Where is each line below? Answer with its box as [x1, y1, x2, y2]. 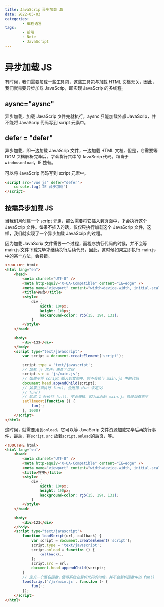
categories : [5, 16, 29, 21]
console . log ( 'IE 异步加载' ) [14, 185, 68, 189]
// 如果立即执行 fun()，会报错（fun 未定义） [22, 385, 106, 390]
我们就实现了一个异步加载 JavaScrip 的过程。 [13, 230, 105, 236]
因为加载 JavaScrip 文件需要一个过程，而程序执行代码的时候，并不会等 [5, 240, 147, 246]
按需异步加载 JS [5, 204, 53, 212]
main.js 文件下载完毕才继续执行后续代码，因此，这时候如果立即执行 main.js [5, 246, 156, 253]
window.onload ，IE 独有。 [5, 160, 56, 166]
